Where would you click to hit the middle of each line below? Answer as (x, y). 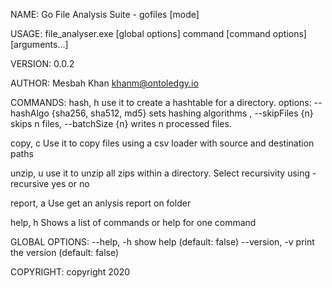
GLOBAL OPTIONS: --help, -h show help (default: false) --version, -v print (162, 242)
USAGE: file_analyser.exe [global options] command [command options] (158, 33)
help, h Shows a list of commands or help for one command (133, 222)
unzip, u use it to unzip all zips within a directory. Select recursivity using (160, 173)
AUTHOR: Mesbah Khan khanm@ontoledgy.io (104, 83)
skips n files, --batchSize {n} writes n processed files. (121, 123)
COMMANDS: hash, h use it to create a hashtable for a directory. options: (161, 102)
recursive (30, 183)
